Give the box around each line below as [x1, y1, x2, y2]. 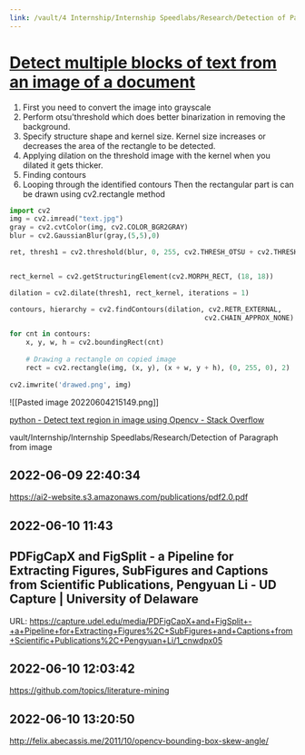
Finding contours [22, 169, 86, 180]
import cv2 [9, 206, 51, 215]
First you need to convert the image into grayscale [22, 102, 212, 113]
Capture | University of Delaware [9, 592, 199, 607]
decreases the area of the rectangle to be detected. [22, 140, 216, 151]
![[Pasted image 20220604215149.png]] [9, 397, 159, 407]
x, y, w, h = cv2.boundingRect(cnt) [25, 338, 165, 348]
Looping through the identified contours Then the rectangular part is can [22, 179, 295, 190]
